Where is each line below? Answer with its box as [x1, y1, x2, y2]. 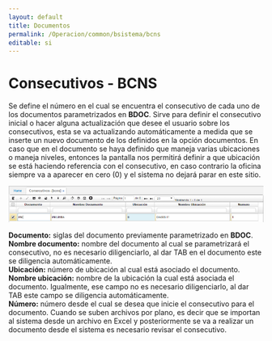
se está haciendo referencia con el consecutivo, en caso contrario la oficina [8, 162, 261, 171]
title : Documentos [8, 21, 70, 30]
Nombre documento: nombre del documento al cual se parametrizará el [8, 239, 249, 249]
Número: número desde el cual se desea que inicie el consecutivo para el [8, 299, 255, 309]
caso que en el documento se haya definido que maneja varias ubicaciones [8, 144, 261, 154]
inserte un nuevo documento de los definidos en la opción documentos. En [8, 136, 259, 145]
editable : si [8, 39, 53, 47]
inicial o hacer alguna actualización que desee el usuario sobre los [8, 118, 231, 128]
